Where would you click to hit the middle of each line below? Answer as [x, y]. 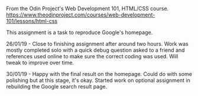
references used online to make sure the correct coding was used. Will [92, 56]
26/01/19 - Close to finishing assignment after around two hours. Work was [97, 44]
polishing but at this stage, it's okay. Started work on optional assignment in [98, 80]
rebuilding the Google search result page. [57, 87]
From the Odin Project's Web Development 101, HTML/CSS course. [87, 9]
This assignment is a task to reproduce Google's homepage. [79, 32]
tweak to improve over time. [40, 62]
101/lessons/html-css [32, 21]
